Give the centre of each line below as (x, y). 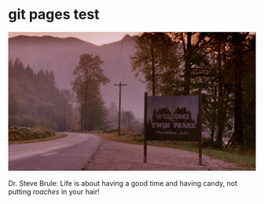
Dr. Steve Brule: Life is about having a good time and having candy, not (123, 184)
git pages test (54, 15)
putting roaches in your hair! (54, 192)
